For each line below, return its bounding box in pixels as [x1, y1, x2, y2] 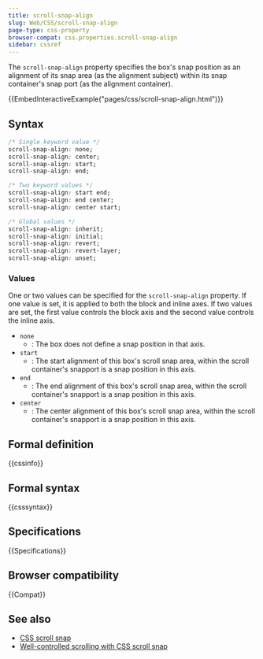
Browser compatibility [8, 568, 120, 583]
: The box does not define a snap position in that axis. [31, 339, 206, 349]
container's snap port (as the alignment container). [8, 80, 173, 89]
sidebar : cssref [8, 41, 61, 49]
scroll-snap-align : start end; [8, 189, 111, 197]
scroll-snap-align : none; [8, 145, 93, 154]
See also [8, 613, 51, 626]
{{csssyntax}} [8, 502, 54, 512]
